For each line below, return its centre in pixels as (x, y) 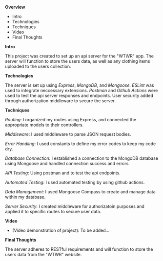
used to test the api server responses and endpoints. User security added (79, 95)
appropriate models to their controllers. (44, 125)
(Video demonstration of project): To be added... (61, 230)
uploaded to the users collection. (38, 66)
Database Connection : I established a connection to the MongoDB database (82, 158)
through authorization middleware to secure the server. (61, 101)
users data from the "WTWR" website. (43, 254)
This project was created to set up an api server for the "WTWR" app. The (79, 56)
